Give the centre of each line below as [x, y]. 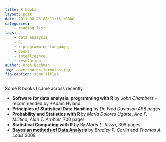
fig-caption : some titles [32, 74]
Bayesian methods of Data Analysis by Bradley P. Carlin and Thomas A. [87, 130]
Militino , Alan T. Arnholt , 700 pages [48, 119]
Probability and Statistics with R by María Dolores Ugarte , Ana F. [80, 114]
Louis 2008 [24, 135]
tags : [11, 33]
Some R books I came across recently [44, 88]
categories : [17, 24]
